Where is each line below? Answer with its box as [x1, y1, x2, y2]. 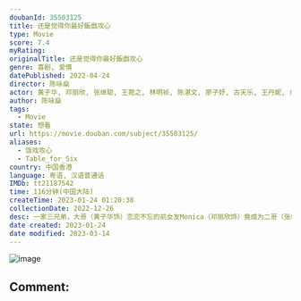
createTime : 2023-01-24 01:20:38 [9, 196, 134, 205]
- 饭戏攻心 [17, 146, 53, 155]
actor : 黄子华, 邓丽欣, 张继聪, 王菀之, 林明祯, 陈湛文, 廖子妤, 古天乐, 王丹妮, [9, 88, 286, 96]
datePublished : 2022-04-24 [9, 71, 110, 80]
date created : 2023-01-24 [9, 221, 106, 230]
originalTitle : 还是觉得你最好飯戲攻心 [9, 54, 143, 63]
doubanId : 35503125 [9, 13, 82, 22]
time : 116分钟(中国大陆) [9, 188, 94, 196]
